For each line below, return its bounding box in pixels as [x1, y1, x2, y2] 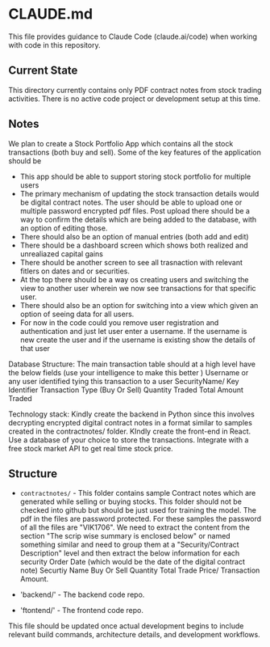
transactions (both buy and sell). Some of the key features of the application [8, 147, 262, 157]
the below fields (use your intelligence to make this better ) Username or [8, 367, 249, 377]
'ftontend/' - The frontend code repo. [19, 606, 143, 615]
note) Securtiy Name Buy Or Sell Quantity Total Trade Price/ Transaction [19, 565, 260, 575]
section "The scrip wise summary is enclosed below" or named [19, 531, 231, 541]
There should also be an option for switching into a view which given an [19, 300, 259, 310]
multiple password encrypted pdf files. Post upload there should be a [19, 205, 250, 215]
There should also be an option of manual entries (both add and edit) [19, 231, 249, 241]
